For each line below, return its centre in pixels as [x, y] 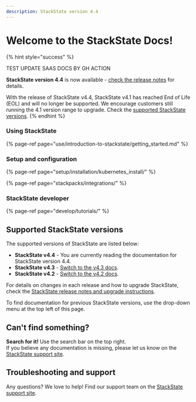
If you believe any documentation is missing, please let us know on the [92, 348]
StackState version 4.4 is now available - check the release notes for [90, 79]
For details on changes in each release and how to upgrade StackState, [92, 285]
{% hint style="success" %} [40, 57]
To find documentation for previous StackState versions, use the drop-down [98, 303]
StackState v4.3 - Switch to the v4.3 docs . [67, 268]
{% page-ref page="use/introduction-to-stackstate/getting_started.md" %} [97, 144]
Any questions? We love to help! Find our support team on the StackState [94, 386]
